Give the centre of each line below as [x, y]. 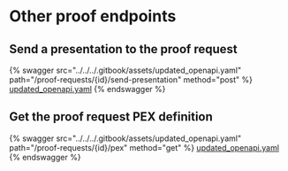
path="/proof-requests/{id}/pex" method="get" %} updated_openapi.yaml [144, 147]
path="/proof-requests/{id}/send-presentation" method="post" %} [131, 80]
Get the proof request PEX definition [111, 117]
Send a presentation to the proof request [123, 49]
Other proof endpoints [93, 16]
